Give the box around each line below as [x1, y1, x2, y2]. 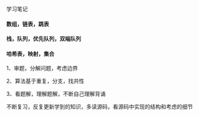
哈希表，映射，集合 [6, 50, 55, 57]
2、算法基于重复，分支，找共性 [6, 77, 85, 85]
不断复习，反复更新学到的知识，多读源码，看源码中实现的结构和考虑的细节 [6, 103, 193, 111]
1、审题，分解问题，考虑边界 [6, 65, 78, 72]
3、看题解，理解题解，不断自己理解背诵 [6, 90, 106, 98]
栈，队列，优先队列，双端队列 [6, 35, 81, 42]
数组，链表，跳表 [6, 20, 49, 27]
